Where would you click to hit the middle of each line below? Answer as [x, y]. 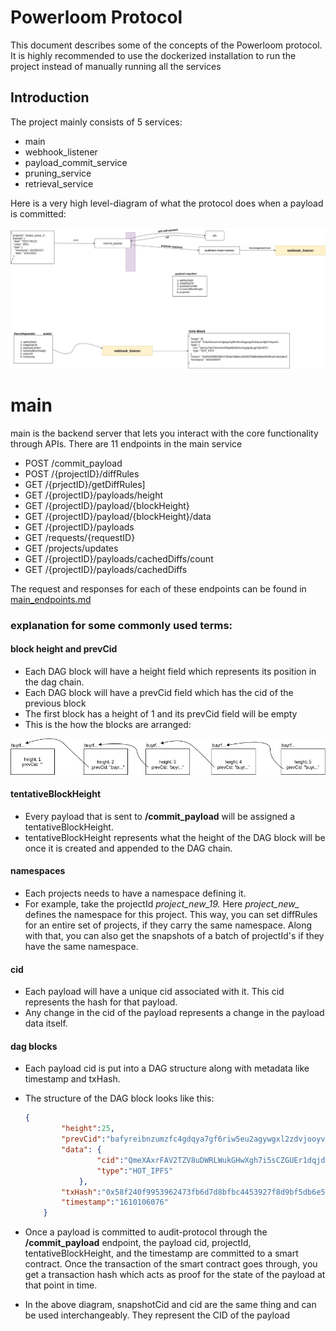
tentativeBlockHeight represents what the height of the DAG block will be [175, 837]
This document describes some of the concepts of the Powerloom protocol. [166, 45]
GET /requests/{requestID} [80, 537]
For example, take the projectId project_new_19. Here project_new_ [162, 904]
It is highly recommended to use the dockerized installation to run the [153, 55]
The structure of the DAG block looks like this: [119, 1098]
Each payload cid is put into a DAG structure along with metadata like [167, 1068]
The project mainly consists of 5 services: [96, 122]
